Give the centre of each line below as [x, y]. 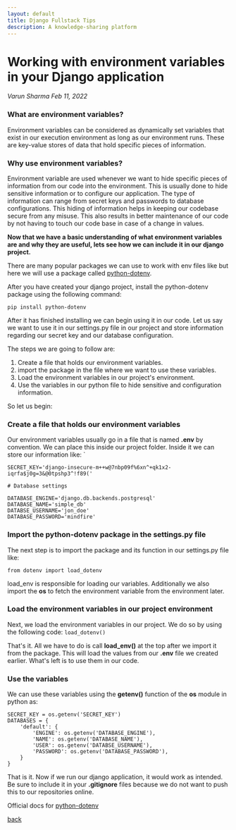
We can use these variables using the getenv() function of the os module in [117, 694]
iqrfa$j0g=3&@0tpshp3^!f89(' [50, 474]
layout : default [31, 14]
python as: [23, 702]
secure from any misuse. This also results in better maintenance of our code [118, 216]
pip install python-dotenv [47, 307]
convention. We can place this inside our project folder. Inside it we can [111, 447]
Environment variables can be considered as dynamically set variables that [116, 130]
